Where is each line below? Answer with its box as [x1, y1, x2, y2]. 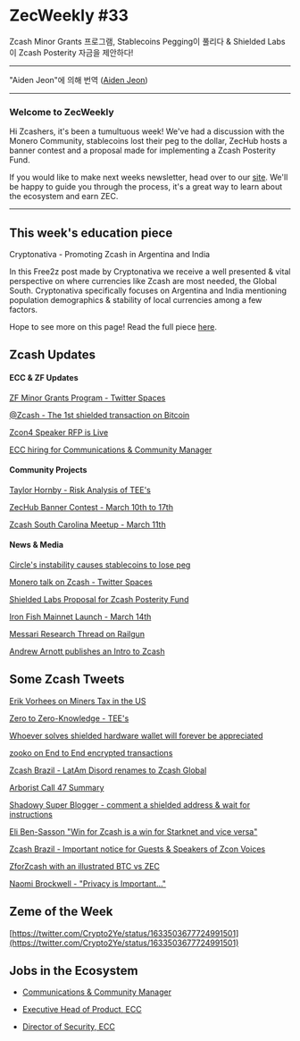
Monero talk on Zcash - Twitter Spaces [9, 577, 154, 588]
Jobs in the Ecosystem [9, 963, 138, 978]
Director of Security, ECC [21, 1021, 116, 1032]
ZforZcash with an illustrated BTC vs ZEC [9, 861, 161, 871]
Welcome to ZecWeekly [9, 105, 114, 118]
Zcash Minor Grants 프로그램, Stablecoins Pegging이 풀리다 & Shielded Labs [9, 36, 286, 46]
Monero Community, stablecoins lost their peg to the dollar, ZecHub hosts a [9, 136, 287, 147]
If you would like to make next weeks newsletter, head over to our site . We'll [9, 172, 288, 183]
